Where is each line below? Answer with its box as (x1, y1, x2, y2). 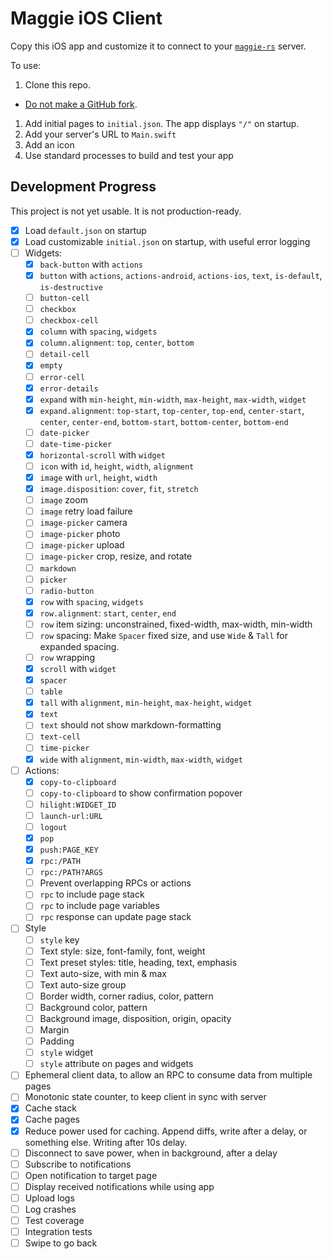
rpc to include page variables (39, 900, 160, 912)
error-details (39, 383, 99, 394)
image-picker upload (39, 539, 125, 551)
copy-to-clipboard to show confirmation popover (39, 787, 243, 799)
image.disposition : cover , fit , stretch (39, 483, 199, 495)
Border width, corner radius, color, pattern (39, 990, 214, 1002)
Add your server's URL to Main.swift (24, 128, 177, 140)
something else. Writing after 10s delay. (24, 1136, 188, 1148)
